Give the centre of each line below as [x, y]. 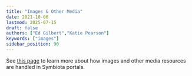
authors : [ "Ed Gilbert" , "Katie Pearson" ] [58, 33]
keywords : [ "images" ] [33, 39]
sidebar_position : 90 [33, 44]
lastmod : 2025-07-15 [32, 22]
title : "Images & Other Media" [44, 11]
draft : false [22, 28]
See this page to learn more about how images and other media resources [96, 61]
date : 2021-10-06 [27, 17]
